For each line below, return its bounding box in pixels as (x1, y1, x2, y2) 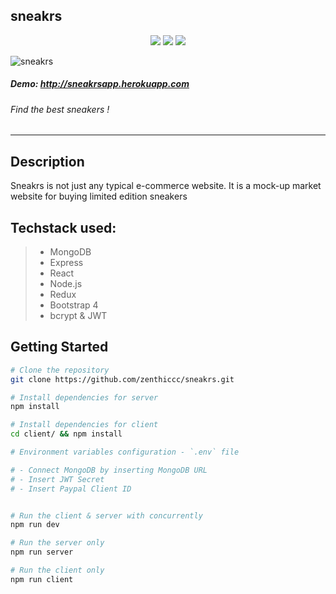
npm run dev (10, 520, 60, 530)
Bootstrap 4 (49, 299, 99, 311)
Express (49, 257, 84, 269)
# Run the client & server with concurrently (10, 510, 203, 521)
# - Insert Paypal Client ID (10, 484, 132, 494)
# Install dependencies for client (10, 420, 159, 430)
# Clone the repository (10, 365, 110, 375)
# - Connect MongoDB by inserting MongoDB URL (10, 465, 208, 475)
